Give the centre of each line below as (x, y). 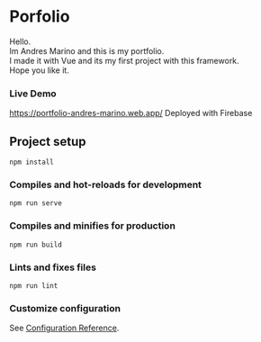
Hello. (20, 41)
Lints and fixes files (53, 267)
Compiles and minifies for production (92, 226)
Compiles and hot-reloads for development (106, 184)
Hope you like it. (39, 70)
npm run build (36, 245)
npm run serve (36, 203)
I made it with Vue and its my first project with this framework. (125, 60)
